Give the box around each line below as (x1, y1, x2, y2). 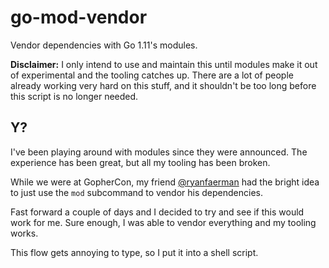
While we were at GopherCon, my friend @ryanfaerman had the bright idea (10, 176, 320, 188)
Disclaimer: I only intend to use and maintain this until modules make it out (10, 58, 318, 70)
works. (10, 227, 39, 239)
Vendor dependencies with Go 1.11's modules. (10, 39, 198, 51)
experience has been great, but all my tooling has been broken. (10, 156, 271, 168)
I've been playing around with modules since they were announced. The (10, 146, 308, 158)
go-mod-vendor (10, 6, 148, 29)
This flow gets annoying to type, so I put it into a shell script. (10, 246, 259, 258)
